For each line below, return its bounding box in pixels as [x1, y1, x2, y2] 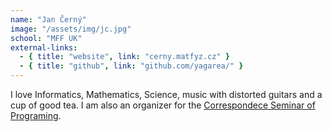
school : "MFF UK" [10, 33, 83, 43]
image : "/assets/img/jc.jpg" [10, 24, 132, 34]
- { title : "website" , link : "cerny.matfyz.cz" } [19, 52, 230, 62]
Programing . [10, 110, 62, 121]
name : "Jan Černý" [10, 14, 87, 25]
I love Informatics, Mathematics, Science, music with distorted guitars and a [10, 89, 323, 100]
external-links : [10, 42, 78, 53]
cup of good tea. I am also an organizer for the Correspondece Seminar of [10, 99, 316, 111]
